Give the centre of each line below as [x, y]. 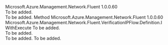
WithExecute [18, 28]
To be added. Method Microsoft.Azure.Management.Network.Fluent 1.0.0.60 [84, 17]
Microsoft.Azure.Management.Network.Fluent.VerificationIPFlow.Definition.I [84, 22]
